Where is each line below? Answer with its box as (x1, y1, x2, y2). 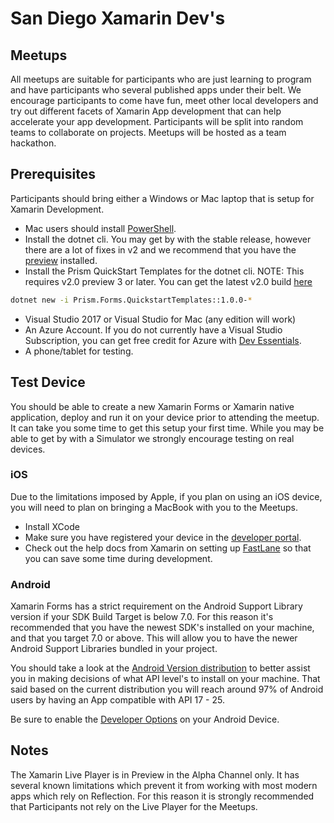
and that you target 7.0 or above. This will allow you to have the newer (10, 632, 298, 644)
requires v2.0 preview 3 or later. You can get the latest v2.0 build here (24, 275, 313, 287)
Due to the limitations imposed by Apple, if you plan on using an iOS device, (10, 490, 323, 502)
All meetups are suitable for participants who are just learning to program (10, 73, 312, 85)
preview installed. (24, 254, 98, 266)
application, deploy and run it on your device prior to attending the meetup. (10, 411, 320, 423)
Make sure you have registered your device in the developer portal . (24, 531, 302, 543)
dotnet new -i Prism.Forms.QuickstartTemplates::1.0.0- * (10, 295, 253, 305)
